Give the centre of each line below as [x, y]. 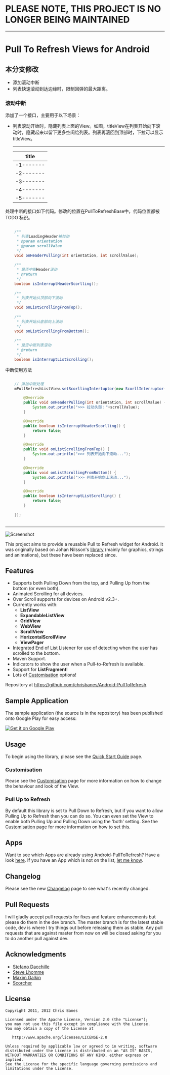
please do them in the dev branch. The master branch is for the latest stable [84, 922]
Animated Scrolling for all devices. [48, 594]
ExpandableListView [42, 616]
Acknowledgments [36, 954]
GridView [30, 621]
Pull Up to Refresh [28, 799]
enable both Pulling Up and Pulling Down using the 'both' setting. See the [82, 821]
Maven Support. [29, 659]
